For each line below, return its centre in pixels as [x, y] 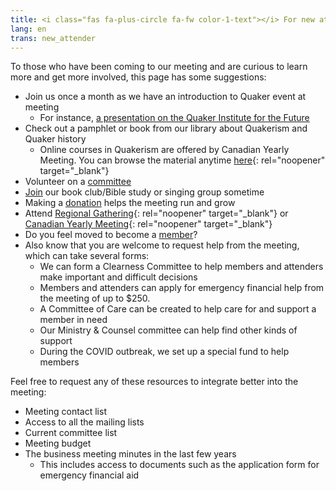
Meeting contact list [65, 412]
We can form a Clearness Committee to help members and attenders [181, 267]
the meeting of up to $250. [95, 298]
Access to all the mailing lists [84, 422]
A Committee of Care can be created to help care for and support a [178, 309]
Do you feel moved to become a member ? [111, 235]
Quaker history [55, 139]
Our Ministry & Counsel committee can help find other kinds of [168, 330]
